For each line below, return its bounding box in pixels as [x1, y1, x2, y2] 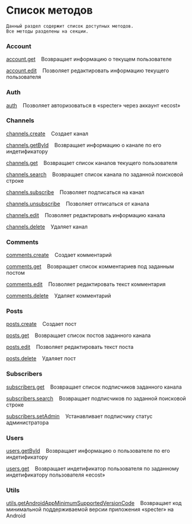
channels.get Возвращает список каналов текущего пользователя [6, 159, 178, 166]
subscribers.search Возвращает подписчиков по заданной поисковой [6, 395, 187, 402]
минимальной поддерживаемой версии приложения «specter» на [6, 506, 174, 513]
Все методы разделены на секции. [6, 28, 89, 34]
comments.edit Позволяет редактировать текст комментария [6, 281, 166, 288]
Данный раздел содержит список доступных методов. [6, 23, 134, 29]
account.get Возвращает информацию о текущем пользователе [6, 56, 172, 63]
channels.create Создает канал [6, 130, 89, 137]
